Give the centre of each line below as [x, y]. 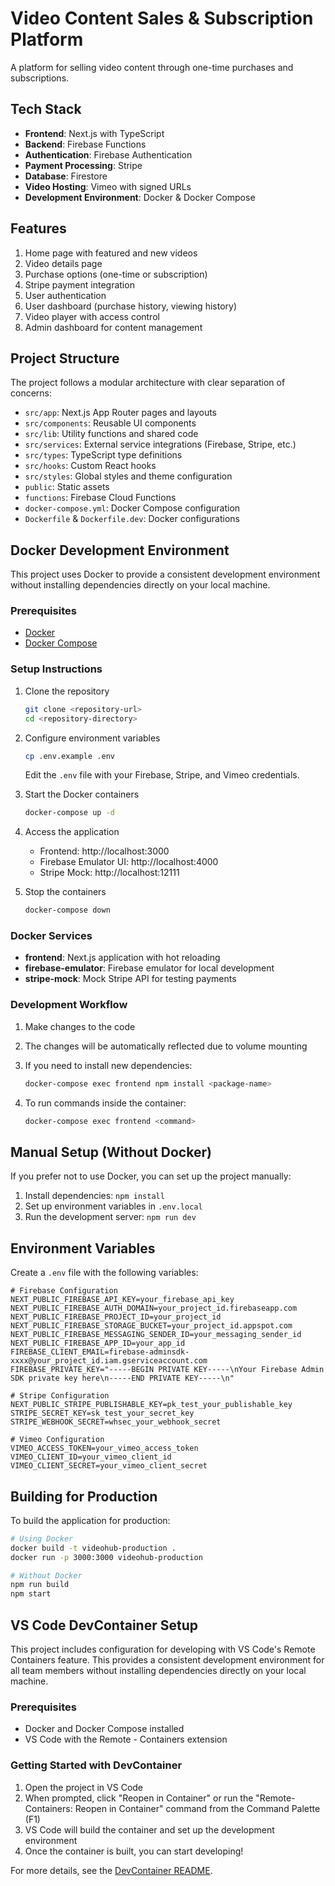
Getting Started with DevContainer [96, 1765]
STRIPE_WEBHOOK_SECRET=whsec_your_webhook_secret [116, 1422]
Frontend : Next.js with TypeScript [94, 133]
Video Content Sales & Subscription [162, 18]
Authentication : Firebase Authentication [108, 154]
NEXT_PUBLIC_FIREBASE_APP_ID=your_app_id [98, 1343]
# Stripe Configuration [60, 1396]
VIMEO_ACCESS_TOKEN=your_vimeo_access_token [104, 1448]
